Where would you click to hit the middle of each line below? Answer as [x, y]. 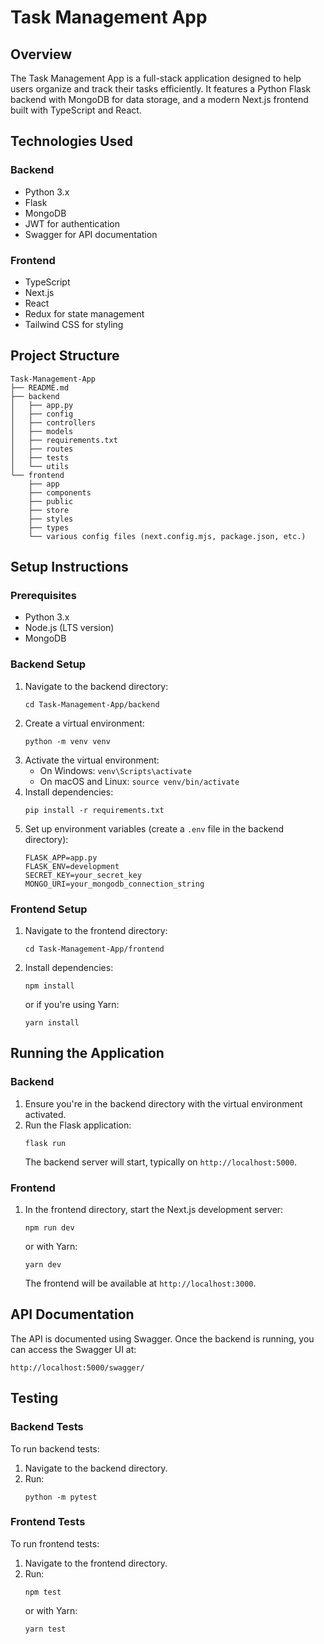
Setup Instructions [69, 567]
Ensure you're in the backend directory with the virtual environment [163, 1103]
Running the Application [87, 1053]
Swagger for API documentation [91, 234]
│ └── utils [40, 466]
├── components [60, 492]
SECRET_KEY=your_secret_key [83, 875]
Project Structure [65, 356]
